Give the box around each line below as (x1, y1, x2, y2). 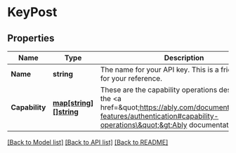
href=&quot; (100, 102, 140, 112)
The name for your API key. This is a (100, 65, 219, 74)
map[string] (52, 98, 93, 107)
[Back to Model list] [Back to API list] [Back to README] (7, 138, 169, 146)
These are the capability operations (100, 85, 218, 95)
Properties (7, 32, 55, 44)
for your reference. (100, 74, 163, 83)
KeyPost (7, 4, 58, 20)
